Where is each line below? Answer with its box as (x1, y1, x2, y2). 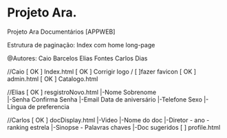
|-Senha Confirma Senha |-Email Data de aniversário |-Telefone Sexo (7, 95, 203, 104)
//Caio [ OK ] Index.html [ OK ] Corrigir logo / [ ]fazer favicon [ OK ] (7, 67, 197, 76)
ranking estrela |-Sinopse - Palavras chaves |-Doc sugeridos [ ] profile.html (7, 123, 221, 131)
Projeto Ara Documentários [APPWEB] (7, 27, 116, 36)
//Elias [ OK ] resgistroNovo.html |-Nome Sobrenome (7, 88, 157, 96)
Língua (7, 102, 27, 111)
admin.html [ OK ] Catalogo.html (7, 74, 98, 83)
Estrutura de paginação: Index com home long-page (7, 41, 155, 49)
